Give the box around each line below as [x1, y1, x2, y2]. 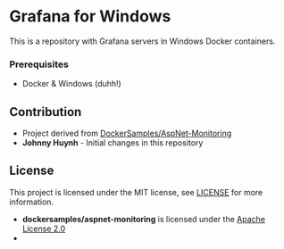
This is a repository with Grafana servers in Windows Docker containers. [9, 36, 276, 46]
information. [9, 196, 54, 207]
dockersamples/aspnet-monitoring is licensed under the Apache [21, 213, 266, 224]
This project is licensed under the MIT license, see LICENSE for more [9, 187, 263, 197]
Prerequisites [9, 58, 69, 71]
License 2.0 [21, 223, 66, 234]
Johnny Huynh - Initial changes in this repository [21, 137, 204, 148]
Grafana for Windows [9, 6, 171, 27]
